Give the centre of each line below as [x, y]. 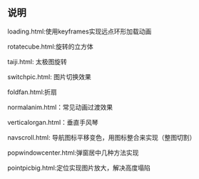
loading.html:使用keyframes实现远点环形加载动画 [80, 31]
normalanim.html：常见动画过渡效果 [60, 107]
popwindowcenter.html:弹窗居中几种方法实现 [73, 153]
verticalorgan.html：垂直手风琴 [53, 122]
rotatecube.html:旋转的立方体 [51, 46]
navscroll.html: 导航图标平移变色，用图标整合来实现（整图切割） [102, 137]
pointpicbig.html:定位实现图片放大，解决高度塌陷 [79, 168]
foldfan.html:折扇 [32, 92]
